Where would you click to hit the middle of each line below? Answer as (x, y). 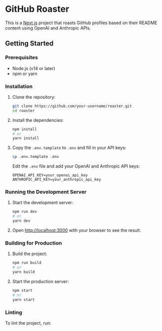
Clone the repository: (34, 97)
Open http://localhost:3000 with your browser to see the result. (77, 230)
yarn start (23, 299)
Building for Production (34, 243)
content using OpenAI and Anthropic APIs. (48, 28)
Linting (14, 312)
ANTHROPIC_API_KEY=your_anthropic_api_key (57, 180)
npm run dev (24, 212)
